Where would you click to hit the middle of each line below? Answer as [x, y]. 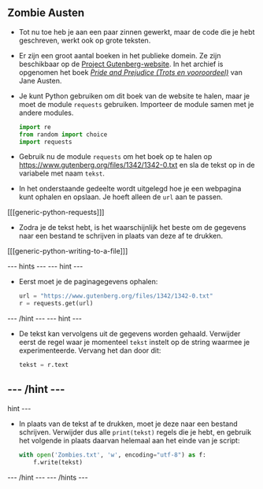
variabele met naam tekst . [62, 173]
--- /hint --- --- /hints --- [48, 477]
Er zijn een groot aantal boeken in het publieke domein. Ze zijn [120, 55]
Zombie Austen [46, 13]
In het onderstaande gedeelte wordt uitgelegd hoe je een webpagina [130, 189]
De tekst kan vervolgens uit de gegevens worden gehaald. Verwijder [130, 334]
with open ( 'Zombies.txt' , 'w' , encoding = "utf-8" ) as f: [112, 455]
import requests [45, 142]
